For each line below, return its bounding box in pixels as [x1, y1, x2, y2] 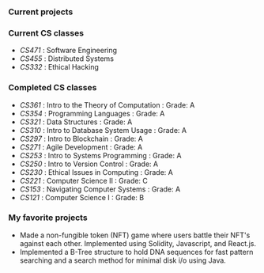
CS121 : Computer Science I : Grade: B [19, 192, 145, 202]
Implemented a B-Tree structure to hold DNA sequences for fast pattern [19, 247, 254, 256]
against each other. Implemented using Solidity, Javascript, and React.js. [19, 238, 257, 248]
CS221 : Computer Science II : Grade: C [19, 176, 149, 185]
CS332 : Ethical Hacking [19, 63, 99, 72]
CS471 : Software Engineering [19, 46, 117, 55]
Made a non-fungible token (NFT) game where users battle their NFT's [19, 230, 251, 240]
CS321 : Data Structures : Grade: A [19, 117, 133, 127]
